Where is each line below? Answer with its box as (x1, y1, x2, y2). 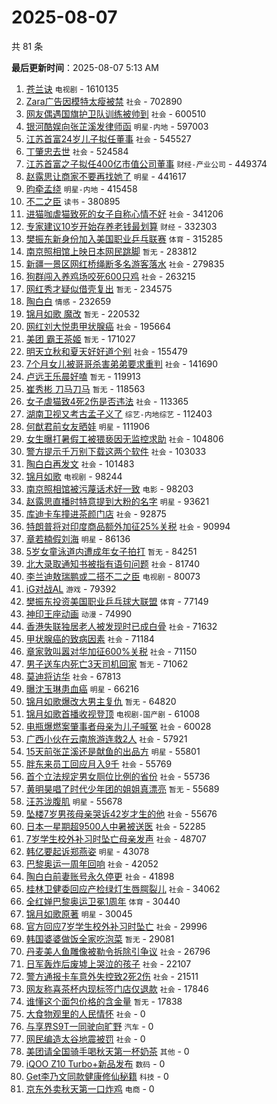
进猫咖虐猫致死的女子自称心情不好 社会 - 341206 (25, 207, 224, 220)
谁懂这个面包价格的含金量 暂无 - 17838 (25, 995, 183, 1007)
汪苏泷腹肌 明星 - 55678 (25, 795, 123, 807)
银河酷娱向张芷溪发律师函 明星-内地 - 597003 (25, 120, 209, 132)
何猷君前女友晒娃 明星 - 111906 (25, 420, 151, 432)
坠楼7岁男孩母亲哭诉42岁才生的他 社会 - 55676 (25, 807, 218, 820)
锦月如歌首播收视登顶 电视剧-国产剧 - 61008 (25, 707, 201, 720)
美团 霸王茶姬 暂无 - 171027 (25, 332, 136, 345)
